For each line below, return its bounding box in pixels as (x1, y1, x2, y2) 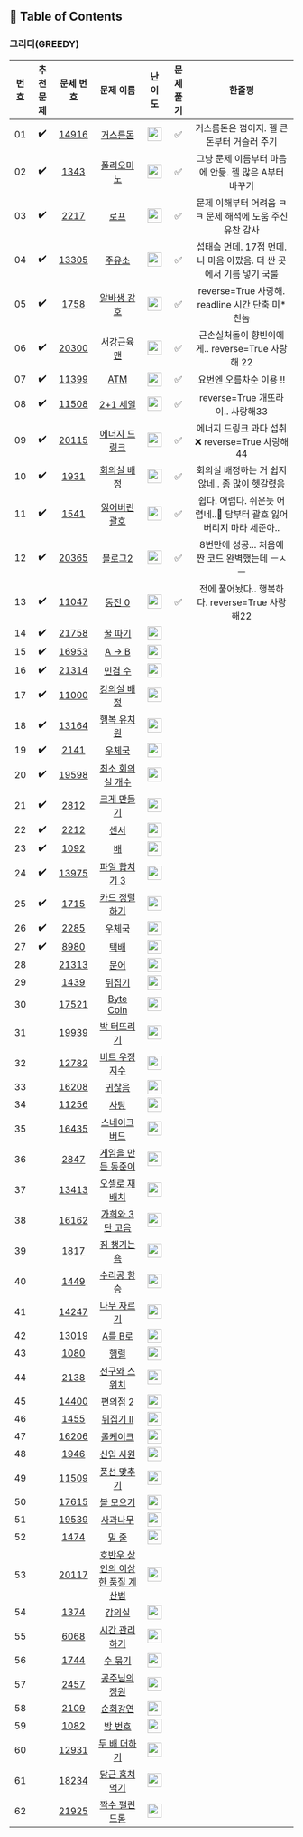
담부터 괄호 (225, 507, 270, 520)
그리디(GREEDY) (9, 38, 79, 51)
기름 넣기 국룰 (224, 268, 280, 280)
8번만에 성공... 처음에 (199, 538, 284, 551)
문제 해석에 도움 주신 (206, 210, 289, 223)
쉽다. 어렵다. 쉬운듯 (197, 494, 275, 507)
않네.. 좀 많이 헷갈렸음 (197, 477, 286, 489)
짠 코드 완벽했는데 (196, 552, 269, 564)
